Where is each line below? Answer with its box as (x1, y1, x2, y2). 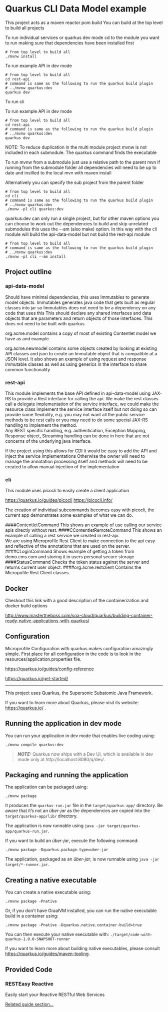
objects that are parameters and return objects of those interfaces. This (5, 315, 152, 321)
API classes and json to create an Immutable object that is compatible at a (5, 350, 157, 356)
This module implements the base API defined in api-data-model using (5, 390, 151, 396)
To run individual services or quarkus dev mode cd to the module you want (5, 34, 160, 40)
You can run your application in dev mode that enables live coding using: (5, 733, 155, 739)
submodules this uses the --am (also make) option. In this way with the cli (5, 226, 157, 232)
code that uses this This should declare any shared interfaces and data (5, 310, 151, 316)
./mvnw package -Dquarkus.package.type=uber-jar (5, 848, 108, 853)
